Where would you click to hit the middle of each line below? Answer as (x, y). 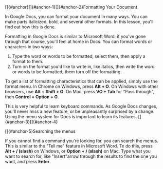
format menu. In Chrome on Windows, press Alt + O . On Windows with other (82, 86)
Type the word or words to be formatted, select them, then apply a (79, 56)
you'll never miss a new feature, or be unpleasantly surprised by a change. (80, 111)
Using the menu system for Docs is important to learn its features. (71, 116)
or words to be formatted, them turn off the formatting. (67, 72)
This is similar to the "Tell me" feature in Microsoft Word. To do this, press (79, 146)
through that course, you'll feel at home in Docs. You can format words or (79, 42)
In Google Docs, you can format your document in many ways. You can (76, 16)
